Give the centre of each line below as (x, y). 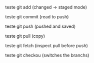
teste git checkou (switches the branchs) (47, 55)
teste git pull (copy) (25, 36)
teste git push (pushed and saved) (40, 26)
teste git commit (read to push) (37, 17)
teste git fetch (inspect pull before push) (47, 46)
